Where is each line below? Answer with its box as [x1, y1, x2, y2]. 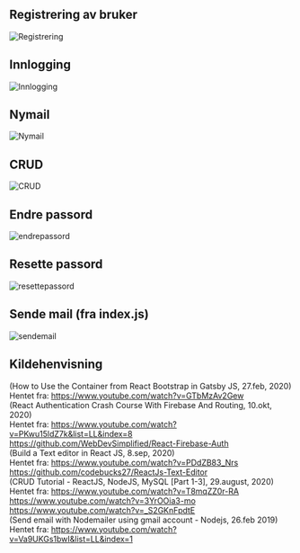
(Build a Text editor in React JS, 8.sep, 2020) [9, 447, 175, 458]
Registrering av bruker [9, 7, 137, 22]
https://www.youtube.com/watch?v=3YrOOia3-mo [9, 495, 196, 506]
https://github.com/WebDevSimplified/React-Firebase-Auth [9, 438, 229, 449]
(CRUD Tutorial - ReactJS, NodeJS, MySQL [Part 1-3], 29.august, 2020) [9, 476, 274, 486]
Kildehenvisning [9, 357, 103, 372]
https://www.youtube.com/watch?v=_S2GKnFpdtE [9, 504, 196, 515]
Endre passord [9, 207, 93, 222]
